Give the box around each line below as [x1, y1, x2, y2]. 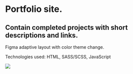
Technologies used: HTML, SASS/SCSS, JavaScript [5, 54, 111, 60]
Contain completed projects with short [5, 23, 128, 32]
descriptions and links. [5, 31, 78, 39]
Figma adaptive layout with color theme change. [5, 44, 104, 50]
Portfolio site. [5, 3, 62, 15]
